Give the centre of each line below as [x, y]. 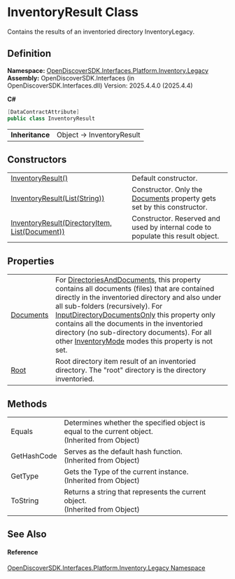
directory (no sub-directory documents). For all [134, 332]
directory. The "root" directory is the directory [131, 370]
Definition [29, 54]
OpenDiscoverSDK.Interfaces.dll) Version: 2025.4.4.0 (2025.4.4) [100, 86]
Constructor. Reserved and [176, 219]
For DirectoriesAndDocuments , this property [128, 280]
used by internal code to [172, 227]
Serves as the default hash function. [123, 451]
